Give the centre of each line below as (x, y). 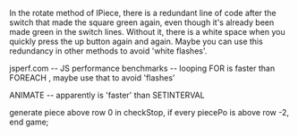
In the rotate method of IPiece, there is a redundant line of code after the (143, 13)
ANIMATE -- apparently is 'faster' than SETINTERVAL (107, 95)
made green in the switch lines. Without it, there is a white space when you (147, 32)
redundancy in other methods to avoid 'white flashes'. (108, 51)
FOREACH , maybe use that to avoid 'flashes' (93, 78)
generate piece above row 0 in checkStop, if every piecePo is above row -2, (149, 112)
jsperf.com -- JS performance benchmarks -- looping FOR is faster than (142, 68)
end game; (29, 122)
